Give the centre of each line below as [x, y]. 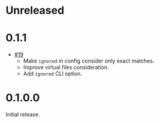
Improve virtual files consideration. [66, 67]
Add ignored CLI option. [52, 74]
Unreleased [35, 10]
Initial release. [23, 115]
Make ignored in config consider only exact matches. [89, 61]
